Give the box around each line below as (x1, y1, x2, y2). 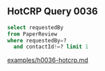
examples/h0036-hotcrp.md (7, 56, 88, 65)
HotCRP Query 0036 (7, 6, 99, 17)
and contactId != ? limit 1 (13, 43, 89, 51)
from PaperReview (7, 31, 58, 38)
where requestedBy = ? (7, 37, 67, 44)
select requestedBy (7, 24, 64, 31)
